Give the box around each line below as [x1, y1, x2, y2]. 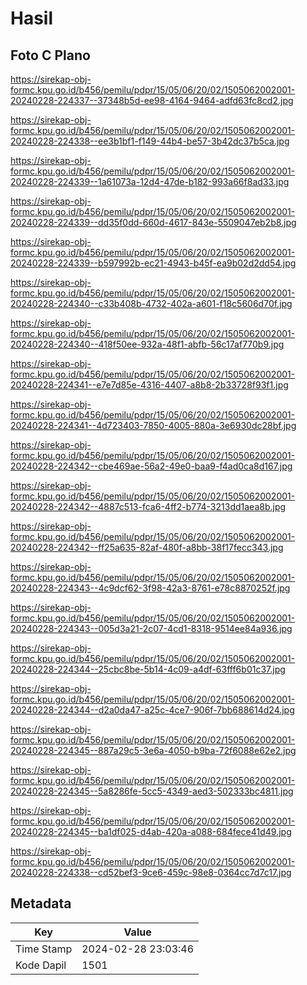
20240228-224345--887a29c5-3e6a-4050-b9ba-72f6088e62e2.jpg [10, 745, 297, 756]
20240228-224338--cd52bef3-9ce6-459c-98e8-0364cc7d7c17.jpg [10, 867, 292, 878]
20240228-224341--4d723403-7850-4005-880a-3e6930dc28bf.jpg [10, 420, 297, 431]
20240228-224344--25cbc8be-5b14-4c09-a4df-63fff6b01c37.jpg [10, 663, 286, 675]
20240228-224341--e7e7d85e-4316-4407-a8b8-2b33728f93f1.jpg [10, 379, 289, 391]
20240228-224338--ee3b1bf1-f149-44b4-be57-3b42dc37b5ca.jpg [10, 135, 290, 147]
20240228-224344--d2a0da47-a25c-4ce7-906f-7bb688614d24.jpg [10, 704, 295, 716]
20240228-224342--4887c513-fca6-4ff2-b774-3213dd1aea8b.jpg [10, 501, 287, 512]
